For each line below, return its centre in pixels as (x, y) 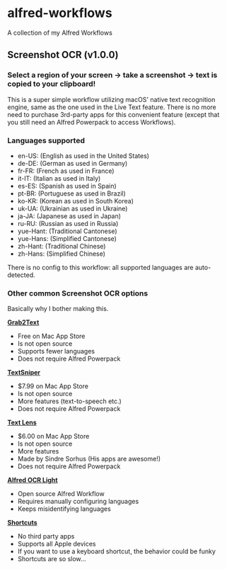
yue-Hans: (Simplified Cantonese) (67, 238)
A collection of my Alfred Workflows (60, 33)
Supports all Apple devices (57, 544)
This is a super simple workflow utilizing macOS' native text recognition (111, 99)
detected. (21, 275)
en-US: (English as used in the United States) (83, 156)
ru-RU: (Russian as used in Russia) (68, 223)
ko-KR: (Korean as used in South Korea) (76, 201)
